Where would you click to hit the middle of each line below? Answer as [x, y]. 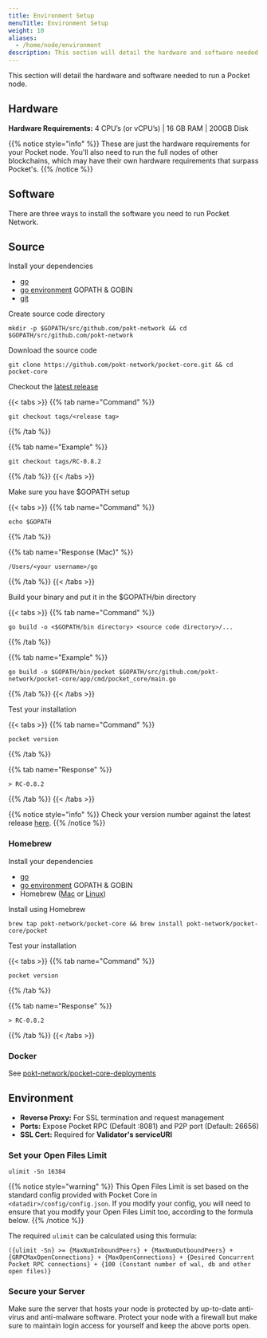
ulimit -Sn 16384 [37, 1172]
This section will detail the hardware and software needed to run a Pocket [129, 75]
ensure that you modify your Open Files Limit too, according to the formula [131, 1212]
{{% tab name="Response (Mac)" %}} [71, 552]
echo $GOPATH [30, 522]
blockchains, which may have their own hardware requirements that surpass [133, 160]
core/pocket [28, 930]
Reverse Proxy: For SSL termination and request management [122, 1117]
